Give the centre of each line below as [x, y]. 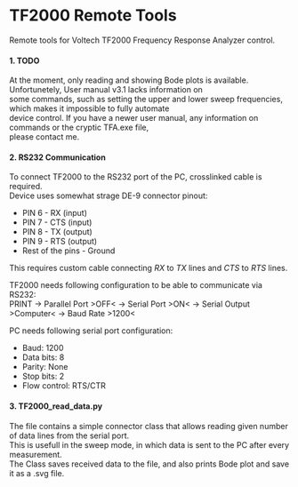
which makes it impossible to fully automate [89, 108]
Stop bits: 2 [43, 376]
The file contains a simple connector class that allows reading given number [149, 426]
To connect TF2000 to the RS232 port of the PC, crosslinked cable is [136, 177]
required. [26, 187]
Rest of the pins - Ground [68, 251]
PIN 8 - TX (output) [57, 232]
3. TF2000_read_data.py [56, 406]
